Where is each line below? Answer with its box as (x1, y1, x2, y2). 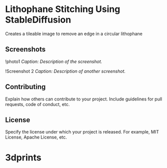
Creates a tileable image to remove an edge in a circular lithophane (5, 30, 143, 36)
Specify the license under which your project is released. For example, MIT (5, 129, 160, 135)
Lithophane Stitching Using (5, 3, 121, 15)
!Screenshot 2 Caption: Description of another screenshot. (5, 68, 126, 74)
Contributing (5, 82, 46, 91)
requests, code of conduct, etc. (5, 101, 70, 107)
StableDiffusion (5, 14, 71, 25)
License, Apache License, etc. (5, 134, 67, 140)
